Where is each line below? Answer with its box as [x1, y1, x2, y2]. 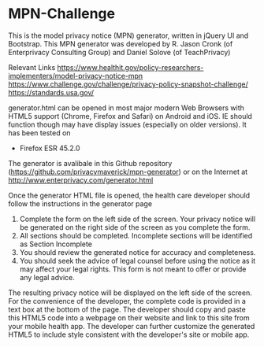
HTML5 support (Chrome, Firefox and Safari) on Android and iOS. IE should [8, 111, 252, 120]
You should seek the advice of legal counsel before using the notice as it [19, 256, 256, 265]
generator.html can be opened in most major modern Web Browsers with [8, 103, 244, 113]
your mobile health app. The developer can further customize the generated [8, 321, 255, 330]
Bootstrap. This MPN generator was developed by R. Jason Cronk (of [8, 39, 233, 48]
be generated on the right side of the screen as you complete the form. [19, 222, 251, 232]
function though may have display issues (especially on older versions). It [8, 120, 247, 129]
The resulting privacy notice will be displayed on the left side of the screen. [8, 288, 252, 297]
